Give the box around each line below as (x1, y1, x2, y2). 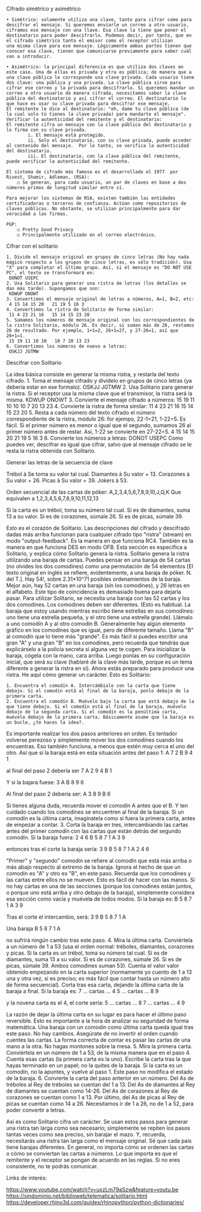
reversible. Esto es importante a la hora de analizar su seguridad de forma (6, 1017, 189, 1024)
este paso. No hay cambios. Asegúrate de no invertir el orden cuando (6, 1030, 178, 1037)
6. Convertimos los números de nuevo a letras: (6, 343, 128, 349)
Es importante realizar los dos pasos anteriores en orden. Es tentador (6, 730, 178, 737)
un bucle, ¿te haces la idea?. (6, 719, 85, 725)
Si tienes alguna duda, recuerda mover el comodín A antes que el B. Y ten (6, 802, 188, 809)
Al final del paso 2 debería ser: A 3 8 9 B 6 (6, 790, 111, 797)
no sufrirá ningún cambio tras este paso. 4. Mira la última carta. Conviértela (6, 937, 193, 944)
